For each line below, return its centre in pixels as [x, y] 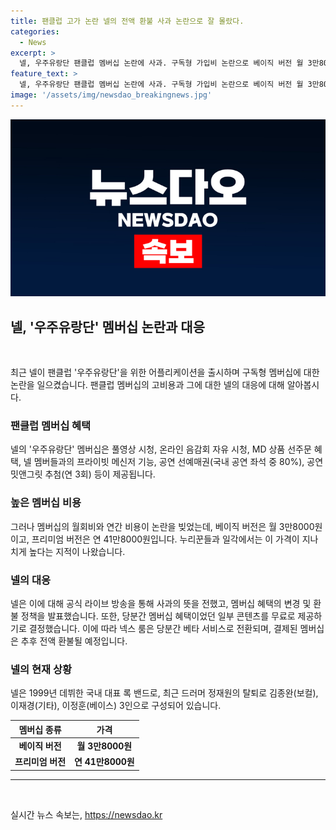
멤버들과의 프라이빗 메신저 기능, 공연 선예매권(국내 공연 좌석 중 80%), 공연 [178, 462]
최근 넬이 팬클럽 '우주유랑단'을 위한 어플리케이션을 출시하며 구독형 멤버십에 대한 [165, 372]
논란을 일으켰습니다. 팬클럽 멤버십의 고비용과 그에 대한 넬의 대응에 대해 [147, 385]
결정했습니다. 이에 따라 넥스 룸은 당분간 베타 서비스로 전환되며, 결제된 [163, 628]
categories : [35, 31]
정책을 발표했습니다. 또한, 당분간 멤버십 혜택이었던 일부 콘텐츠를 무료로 [158, 616]
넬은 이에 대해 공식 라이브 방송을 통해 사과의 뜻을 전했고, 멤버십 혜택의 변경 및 [161, 603]
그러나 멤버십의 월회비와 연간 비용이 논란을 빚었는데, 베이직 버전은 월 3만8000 [162, 526]
